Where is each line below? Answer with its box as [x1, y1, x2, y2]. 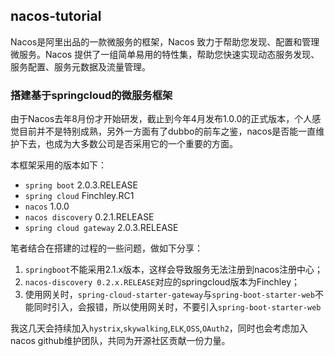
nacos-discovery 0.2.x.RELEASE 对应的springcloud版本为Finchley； [24, 276, 301, 288]
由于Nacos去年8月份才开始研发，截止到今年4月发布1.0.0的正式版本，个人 [10, 113, 313, 125]
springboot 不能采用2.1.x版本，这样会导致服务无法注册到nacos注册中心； [24, 264, 324, 276]
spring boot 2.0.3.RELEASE [24, 179, 139, 191]
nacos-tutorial [10, 8, 102, 25]
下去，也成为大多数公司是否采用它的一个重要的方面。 [18, 138, 238, 150]
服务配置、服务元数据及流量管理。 [10, 60, 151, 73]
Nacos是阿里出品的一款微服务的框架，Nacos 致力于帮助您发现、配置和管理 [10, 35, 320, 48]
